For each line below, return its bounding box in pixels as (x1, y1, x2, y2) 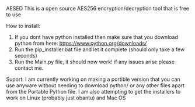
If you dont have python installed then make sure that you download (14, 34, 178, 40)
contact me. (14, 65, 44, 72)
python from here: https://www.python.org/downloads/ (14, 40, 147, 47)
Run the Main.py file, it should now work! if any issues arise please (14, 58, 175, 65)
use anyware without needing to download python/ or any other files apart (6, 82, 185, 89)
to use (6, 11, 22, 18)
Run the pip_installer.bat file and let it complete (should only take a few (14, 46, 185, 53)
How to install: (6, 23, 41, 29)
